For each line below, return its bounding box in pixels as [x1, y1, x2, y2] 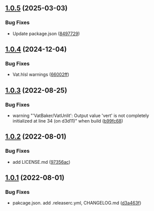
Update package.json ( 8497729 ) [12, 30, 80, 37]
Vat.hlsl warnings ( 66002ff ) [12, 71, 69, 77]
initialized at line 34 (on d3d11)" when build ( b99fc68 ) [12, 118, 123, 124]
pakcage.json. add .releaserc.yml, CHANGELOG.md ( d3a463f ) [12, 200, 141, 206]
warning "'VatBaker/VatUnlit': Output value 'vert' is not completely [12, 113, 149, 119]
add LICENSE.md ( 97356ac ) [12, 159, 71, 165]
